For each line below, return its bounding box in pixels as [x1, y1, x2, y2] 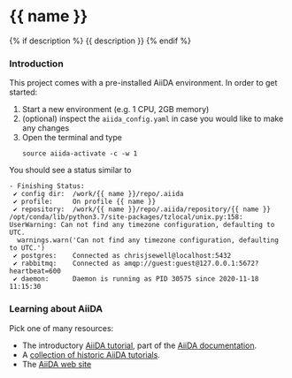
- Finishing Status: [9, 182, 86, 191]
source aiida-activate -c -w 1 [21, 149, 138, 158]
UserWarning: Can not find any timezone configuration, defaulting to [9, 221, 275, 230]
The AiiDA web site [21, 359, 92, 369]
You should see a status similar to [9, 165, 132, 176]
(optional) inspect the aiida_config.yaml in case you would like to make [21, 113, 284, 125]
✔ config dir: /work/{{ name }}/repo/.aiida [12, 190, 184, 199]
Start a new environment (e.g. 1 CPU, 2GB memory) [21, 104, 210, 115]
